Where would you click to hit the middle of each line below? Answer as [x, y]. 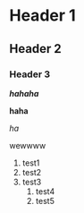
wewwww [28, 145]
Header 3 [30, 74]
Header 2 [36, 49]
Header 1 [42, 16]
